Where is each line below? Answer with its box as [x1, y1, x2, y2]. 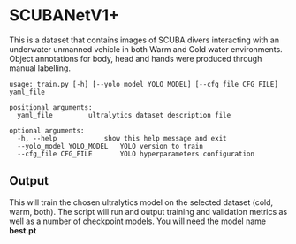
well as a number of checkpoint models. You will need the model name [9, 216, 267, 226]
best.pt [9, 225, 37, 235]
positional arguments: [9, 103, 93, 111]
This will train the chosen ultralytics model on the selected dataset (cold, [9, 196, 274, 208]
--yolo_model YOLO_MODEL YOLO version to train [17, 141, 203, 150]
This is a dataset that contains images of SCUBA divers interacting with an [9, 34, 280, 45]
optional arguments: [9, 126, 86, 135]
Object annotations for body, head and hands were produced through [9, 53, 262, 64]
